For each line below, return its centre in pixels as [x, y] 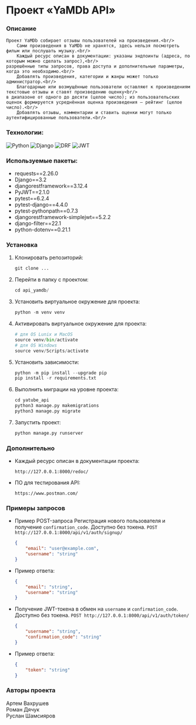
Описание [21, 29]
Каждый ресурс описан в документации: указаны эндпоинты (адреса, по [104, 56]
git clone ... [32, 268]
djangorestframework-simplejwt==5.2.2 [62, 217]
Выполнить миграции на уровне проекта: [67, 390]
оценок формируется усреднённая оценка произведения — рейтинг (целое [94, 103]
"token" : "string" [48, 670]
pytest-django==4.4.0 [41, 205]
